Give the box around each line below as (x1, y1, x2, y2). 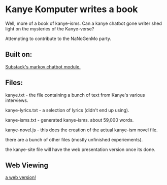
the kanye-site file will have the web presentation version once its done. (5, 146, 156, 153)
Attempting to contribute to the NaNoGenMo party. (5, 35, 112, 42)
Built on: (5, 50, 32, 59)
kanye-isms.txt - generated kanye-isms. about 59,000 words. (5, 117, 134, 123)
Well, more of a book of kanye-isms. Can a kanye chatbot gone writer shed (5, 20, 162, 26)
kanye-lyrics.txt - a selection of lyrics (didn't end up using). (5, 107, 129, 113)
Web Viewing (5, 161, 48, 169)
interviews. (5, 97, 28, 103)
